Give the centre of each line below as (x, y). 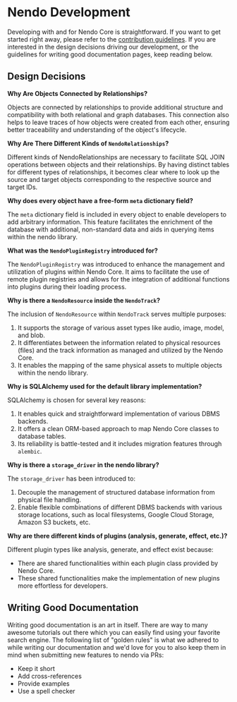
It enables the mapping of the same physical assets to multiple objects (120, 365)
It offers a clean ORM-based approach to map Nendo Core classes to (118, 428)
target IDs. (23, 187)
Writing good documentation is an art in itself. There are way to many (108, 624)
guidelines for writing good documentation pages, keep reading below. (110, 54)
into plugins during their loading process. (67, 286)
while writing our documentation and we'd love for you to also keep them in (117, 647)
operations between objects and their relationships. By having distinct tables (119, 164)
